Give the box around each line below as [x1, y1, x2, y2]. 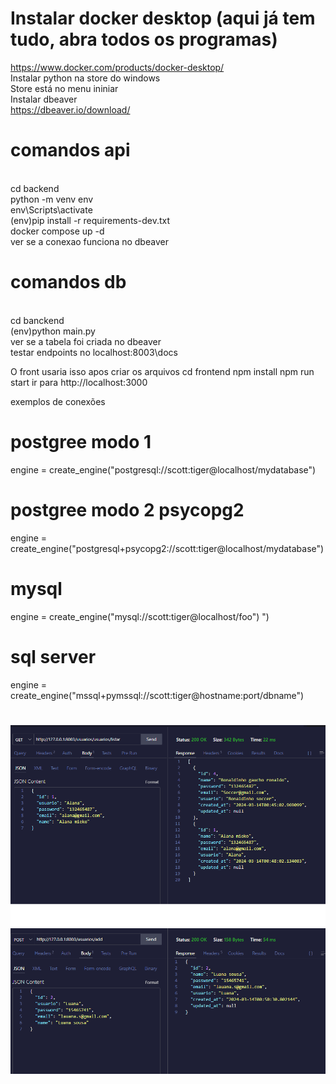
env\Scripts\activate [10, 203, 93, 216]
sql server [10, 645, 97, 668]
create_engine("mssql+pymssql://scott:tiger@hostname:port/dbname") [10, 689, 305, 701]
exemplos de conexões [10, 395, 106, 407]
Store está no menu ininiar [10, 82, 119, 94]
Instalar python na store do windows [10, 72, 161, 84]
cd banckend [10, 314, 65, 326]
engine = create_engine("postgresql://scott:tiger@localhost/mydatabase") [10, 463, 317, 476]
